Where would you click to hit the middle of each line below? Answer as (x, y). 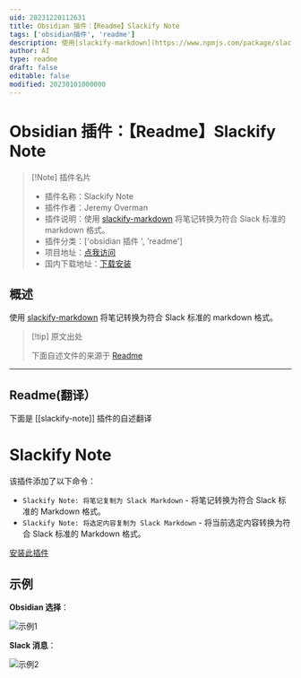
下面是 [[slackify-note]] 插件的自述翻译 (81, 419)
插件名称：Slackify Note (89, 196)
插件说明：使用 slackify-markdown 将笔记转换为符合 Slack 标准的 (165, 218)
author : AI (30, 51)
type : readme (34, 59)
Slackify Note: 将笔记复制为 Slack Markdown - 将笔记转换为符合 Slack (149, 500)
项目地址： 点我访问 (80, 252)
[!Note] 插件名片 (61, 177)
